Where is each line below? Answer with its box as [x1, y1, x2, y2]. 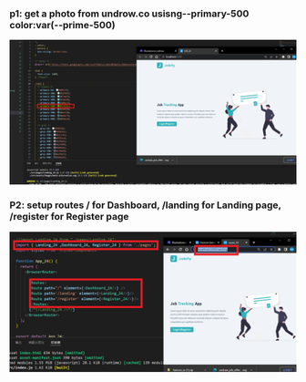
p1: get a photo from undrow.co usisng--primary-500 [9, 7, 250, 20]
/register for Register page [9, 211, 129, 223]
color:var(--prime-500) [9, 18, 116, 31]
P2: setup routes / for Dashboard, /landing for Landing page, [9, 199, 282, 212]
